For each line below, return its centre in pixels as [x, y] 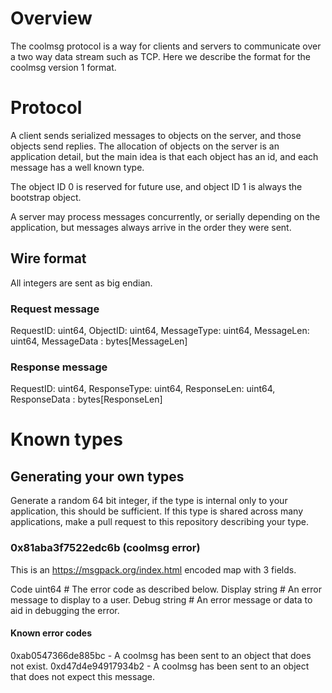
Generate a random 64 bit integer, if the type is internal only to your [149, 501]
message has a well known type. [77, 167]
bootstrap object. [46, 197]
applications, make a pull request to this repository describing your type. [159, 522]
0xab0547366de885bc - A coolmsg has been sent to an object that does [161, 655]
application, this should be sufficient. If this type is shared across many [157, 511]
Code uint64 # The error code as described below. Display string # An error [166, 589]
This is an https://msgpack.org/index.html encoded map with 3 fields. [153, 569]
